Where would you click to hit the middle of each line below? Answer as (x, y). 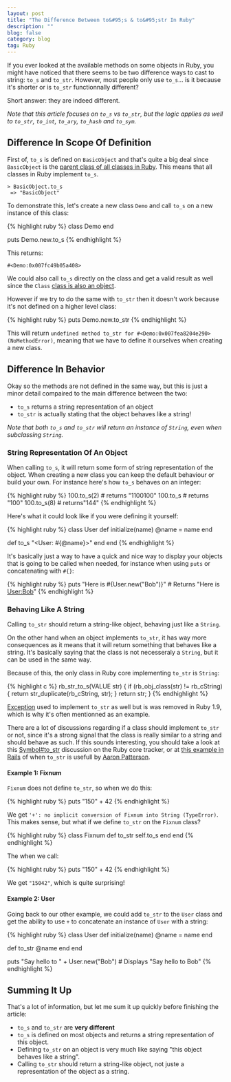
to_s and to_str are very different (66, 1028)
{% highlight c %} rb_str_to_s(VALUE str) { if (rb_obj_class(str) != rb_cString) (115, 686)
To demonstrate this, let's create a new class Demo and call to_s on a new (110, 205)
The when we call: (33, 856)
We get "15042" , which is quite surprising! (66, 883)
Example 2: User (31, 899)
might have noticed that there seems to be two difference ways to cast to (111, 72)
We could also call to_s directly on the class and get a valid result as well (110, 278)
